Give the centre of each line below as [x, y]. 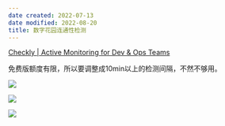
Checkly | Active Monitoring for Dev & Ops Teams [89, 53]
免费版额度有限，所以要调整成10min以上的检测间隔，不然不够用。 [115, 69]
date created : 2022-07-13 [51, 15]
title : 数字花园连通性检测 [48, 30]
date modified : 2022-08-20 [53, 23]
